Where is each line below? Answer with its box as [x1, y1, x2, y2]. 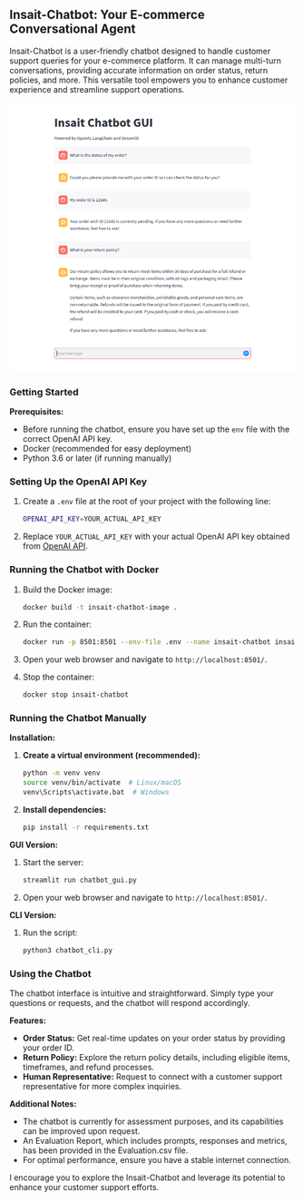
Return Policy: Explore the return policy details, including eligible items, [22, 1052, 290, 1062]
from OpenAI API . [22, 541, 89, 552]
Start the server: [22, 856, 84, 867]
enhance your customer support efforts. [9, 1182, 160, 1192]
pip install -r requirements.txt [22, 823, 150, 833]
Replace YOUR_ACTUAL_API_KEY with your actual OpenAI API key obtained [22, 531, 290, 542]
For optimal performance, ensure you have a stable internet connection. [22, 1155, 292, 1165]
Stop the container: [22, 671, 95, 683]
